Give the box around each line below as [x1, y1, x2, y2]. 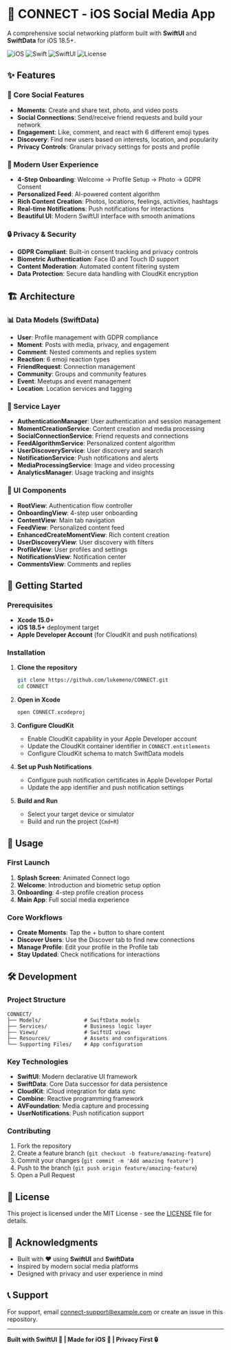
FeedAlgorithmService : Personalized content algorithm [16, 439, 175, 447]
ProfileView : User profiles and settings [16, 545, 128, 553]
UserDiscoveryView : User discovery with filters [16, 538, 154, 546]
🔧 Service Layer [7, 401, 60, 411]
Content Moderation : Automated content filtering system [16, 262, 180, 271]
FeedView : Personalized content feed [16, 523, 125, 531]
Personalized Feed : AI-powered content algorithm [16, 189, 160, 198]
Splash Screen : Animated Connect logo [16, 874, 130, 882]
